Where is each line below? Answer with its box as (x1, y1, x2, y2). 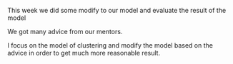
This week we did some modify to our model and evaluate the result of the (7, 6, 227, 14)
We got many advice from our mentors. (7, 28, 123, 36)
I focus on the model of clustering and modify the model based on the (7, 41, 213, 49)
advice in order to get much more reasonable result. (7, 49, 161, 57)
